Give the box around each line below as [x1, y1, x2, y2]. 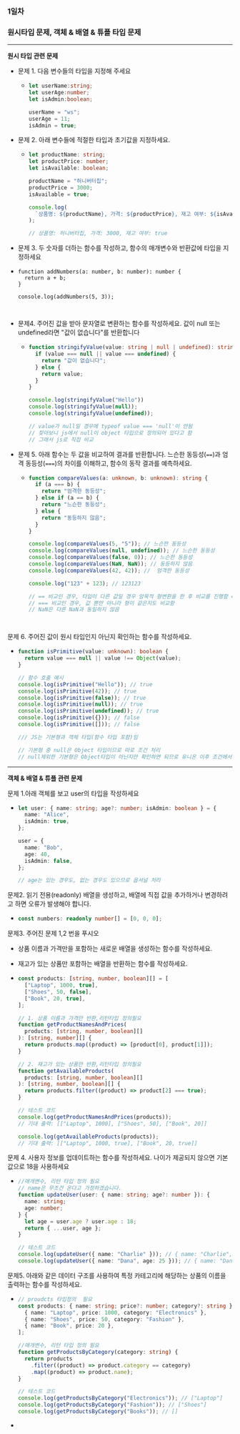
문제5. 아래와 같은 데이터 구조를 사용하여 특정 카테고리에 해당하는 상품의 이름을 [7, 1271, 226, 1280]
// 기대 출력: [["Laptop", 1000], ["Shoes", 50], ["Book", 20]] [17, 1120, 207, 1127]
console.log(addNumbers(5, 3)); [17, 293, 114, 301]
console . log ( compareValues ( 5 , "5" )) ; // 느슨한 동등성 [28, 540, 186, 548]
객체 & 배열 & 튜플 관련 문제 [7, 773, 83, 782]
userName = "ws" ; [28, 109, 81, 116]
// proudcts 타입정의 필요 [17, 1295, 93, 1302]
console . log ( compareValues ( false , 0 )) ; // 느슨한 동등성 [28, 554, 193, 561]
